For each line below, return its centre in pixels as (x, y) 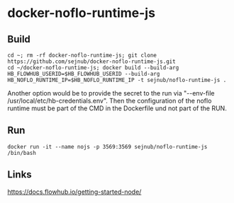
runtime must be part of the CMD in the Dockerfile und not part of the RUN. (117, 108)
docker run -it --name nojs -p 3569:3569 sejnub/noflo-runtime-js (107, 146)
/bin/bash (22, 153)
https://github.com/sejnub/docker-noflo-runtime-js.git (91, 62)
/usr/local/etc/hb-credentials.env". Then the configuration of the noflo (110, 101)
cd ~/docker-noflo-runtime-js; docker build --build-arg (93, 68)
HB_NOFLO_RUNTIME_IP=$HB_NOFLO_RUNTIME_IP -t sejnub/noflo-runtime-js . (117, 80)
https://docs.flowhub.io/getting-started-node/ (74, 192)
